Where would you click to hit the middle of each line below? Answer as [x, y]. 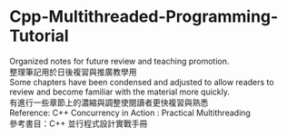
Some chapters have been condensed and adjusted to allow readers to [142, 82]
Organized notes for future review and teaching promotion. [119, 61]
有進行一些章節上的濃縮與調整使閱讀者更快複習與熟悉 [109, 103]
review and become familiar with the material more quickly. [119, 92]
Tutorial [40, 36]
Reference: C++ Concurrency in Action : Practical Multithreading [130, 113]
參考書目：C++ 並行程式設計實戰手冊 [79, 123]
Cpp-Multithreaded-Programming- [144, 17]
